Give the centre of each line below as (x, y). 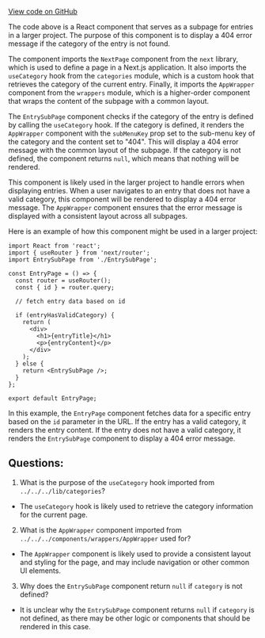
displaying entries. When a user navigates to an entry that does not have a (129, 191)
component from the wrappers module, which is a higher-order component (129, 93)
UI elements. (40, 571)
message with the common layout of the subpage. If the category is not (125, 150)
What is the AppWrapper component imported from (100, 529)
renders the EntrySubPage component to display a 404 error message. (122, 438)
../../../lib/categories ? (62, 491)
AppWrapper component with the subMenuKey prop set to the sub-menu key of (132, 133)
